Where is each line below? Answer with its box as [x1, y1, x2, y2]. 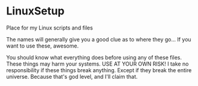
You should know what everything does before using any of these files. [6, 54, 182, 61]
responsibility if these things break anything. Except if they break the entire [6, 66, 192, 73]
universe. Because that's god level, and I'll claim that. [6, 73, 138, 80]
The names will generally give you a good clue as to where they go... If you [6, 35, 191, 43]
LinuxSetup [6, 4, 65, 18]
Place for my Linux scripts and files [6, 24, 93, 31]
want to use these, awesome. [6, 42, 79, 49]
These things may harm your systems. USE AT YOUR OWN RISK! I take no [6, 60, 189, 67]
